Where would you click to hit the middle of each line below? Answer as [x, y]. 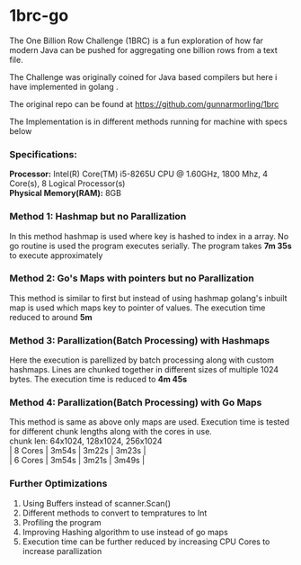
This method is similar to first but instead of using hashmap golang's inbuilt [148, 298]
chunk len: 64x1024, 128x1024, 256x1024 [86, 441]
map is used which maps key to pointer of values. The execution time [137, 308]
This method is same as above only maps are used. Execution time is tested [150, 422]
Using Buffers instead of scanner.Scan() [97, 503]
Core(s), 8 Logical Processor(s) [67, 184]
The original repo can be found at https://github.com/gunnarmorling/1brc [144, 103]
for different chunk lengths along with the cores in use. [111, 432]
